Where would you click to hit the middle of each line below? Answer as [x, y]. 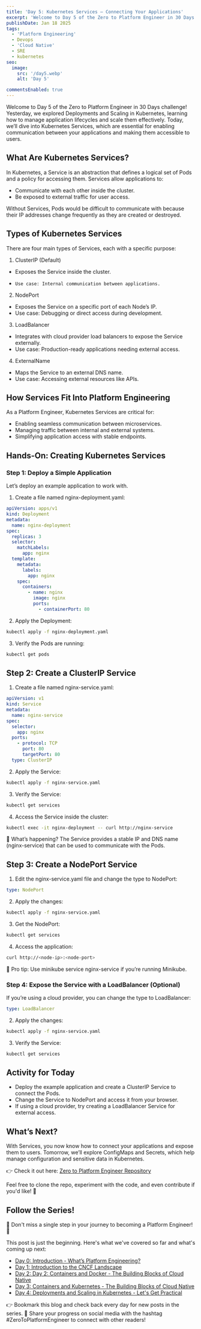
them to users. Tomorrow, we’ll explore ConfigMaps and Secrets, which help [100, 1153]
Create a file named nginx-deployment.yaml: [70, 498]
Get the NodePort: [37, 924]
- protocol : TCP [37, 743]
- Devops [22, 40]
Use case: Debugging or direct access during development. [89, 313]
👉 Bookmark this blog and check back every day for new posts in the [93, 1305]
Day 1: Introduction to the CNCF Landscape [68, 1267]
